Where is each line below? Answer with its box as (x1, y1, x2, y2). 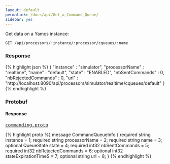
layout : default (5, 7, 40, 13)
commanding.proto (5, 122, 48, 127)
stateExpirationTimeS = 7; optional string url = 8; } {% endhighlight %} (5, 153, 152, 159)
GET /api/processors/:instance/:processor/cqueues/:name (5, 41, 128, 46)
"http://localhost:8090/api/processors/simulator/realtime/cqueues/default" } (5, 80, 165, 86)
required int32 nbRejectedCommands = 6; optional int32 (5, 148, 123, 154)
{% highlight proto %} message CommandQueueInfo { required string (5, 132, 151, 138)
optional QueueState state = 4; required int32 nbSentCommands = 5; (5, 142, 150, 148)
